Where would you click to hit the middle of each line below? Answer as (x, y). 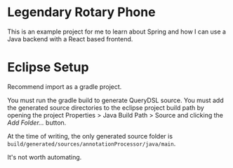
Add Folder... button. (37, 122)
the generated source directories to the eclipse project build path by (106, 107)
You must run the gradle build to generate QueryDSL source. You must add (115, 100)
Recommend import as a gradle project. (65, 86)
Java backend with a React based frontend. (70, 38)
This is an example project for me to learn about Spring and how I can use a (117, 31)
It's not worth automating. (45, 157)
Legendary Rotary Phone (81, 12)
